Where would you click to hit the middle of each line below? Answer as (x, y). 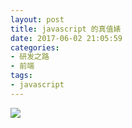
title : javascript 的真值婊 (66, 29)
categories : (35, 47)
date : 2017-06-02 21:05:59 (66, 38)
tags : (21, 76)
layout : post (37, 19)
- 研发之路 (30, 57)
